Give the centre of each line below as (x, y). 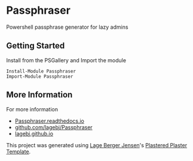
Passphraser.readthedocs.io (50, 121)
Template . (19, 151)
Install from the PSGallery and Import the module (66, 60)
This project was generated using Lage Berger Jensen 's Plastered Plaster (96, 145)
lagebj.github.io (34, 133)
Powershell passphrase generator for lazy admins (67, 27)
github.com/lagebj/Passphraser (53, 127)
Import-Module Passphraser (40, 76)
